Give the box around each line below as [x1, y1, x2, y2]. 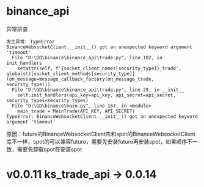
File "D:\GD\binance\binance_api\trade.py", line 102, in [12, 54, 163, 61]
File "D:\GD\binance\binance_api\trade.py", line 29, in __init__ [12, 87, 184, 93]
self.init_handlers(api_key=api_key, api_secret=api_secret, [17, 92, 176, 98]
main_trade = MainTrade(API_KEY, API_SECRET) [17, 108, 136, 114]
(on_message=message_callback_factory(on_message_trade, [6, 76, 155, 82]
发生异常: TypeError [6, 38, 55, 45]
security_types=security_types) [6, 97, 89, 103]
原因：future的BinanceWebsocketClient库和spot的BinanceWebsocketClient [6, 130, 195, 137]
